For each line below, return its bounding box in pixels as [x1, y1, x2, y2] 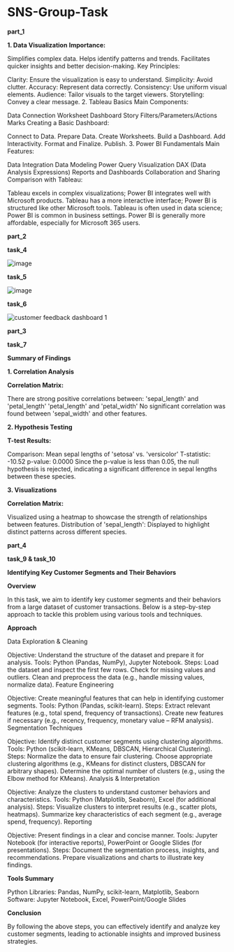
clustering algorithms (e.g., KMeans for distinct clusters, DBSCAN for [7, 759, 206, 768]
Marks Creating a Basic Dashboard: [7, 118, 110, 126]
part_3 [7, 326, 27, 335]
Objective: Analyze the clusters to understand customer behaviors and [7, 787, 211, 796]
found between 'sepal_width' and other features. [7, 409, 147, 418]
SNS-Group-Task [7, 4, 108, 20]
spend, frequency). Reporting [7, 817, 92, 826]
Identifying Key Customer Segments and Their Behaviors [7, 568, 177, 576]
